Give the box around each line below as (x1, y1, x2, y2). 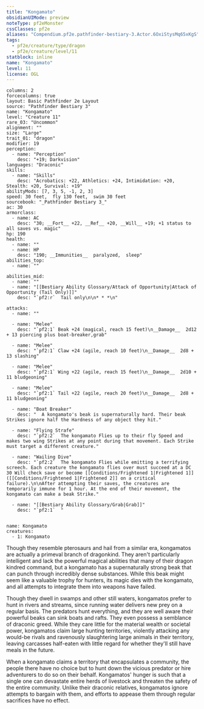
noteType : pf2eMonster (6, 20, 64, 26)
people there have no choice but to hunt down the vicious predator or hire (6, 665, 191, 672)
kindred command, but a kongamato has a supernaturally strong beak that (6, 564, 192, 571)
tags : (6, 37, 20, 43)
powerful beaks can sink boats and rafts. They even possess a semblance (6, 614, 192, 622)
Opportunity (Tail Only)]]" (6, 290, 78, 296)
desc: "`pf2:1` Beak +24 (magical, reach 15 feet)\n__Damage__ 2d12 (17, 327, 197, 333)
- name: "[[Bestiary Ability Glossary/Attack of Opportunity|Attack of (12, 284, 197, 290)
